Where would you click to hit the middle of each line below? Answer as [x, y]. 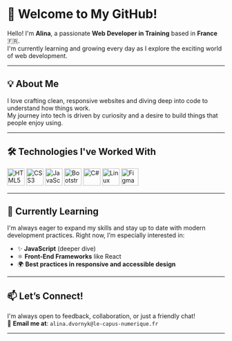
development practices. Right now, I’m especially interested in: [96, 235]
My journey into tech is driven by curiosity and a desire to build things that [113, 115]
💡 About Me [33, 84]
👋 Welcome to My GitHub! [82, 14]
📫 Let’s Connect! [45, 296]
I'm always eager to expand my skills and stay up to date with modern [106, 228]
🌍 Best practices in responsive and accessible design [96, 264]
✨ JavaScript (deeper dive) [57, 249]
